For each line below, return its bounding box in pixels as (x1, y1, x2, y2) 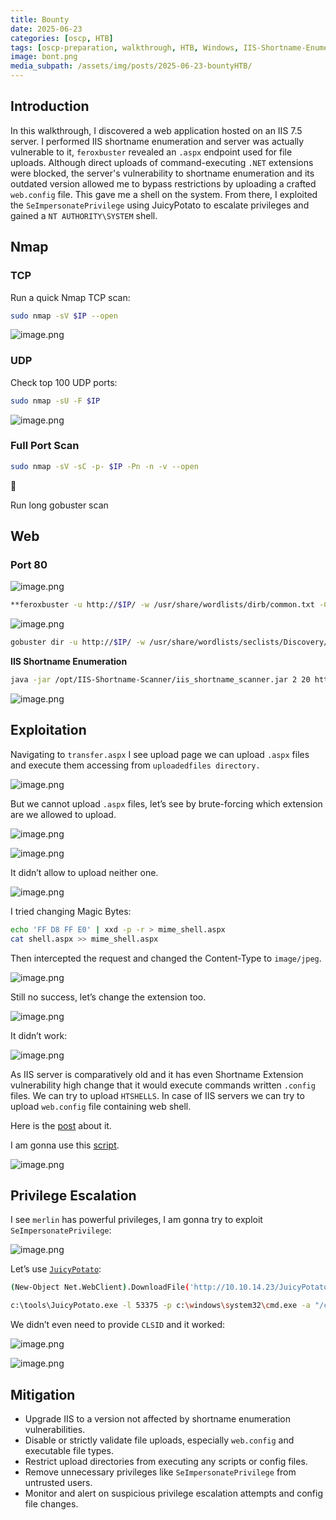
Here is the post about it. (10, 1119, 112, 1131)
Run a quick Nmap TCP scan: (10, 291, 131, 303)
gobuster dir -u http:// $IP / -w (10, 637, 145, 648)
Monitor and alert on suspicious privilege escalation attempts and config (24, 1487, 323, 1499)
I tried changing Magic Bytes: (10, 905, 132, 917)
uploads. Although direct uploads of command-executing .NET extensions (10, 156, 314, 168)
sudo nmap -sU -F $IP (10, 396, 101, 406)
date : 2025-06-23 (10, 24, 83, 34)
